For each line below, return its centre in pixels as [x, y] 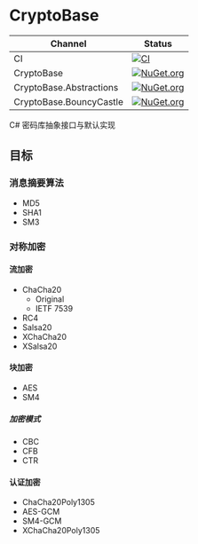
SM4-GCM [42, 521]
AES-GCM [41, 512]
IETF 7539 [54, 308]
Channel [68, 43]
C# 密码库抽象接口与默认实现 [63, 124]
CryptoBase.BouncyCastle [69, 101]
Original [50, 299]
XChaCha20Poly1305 [61, 531]
